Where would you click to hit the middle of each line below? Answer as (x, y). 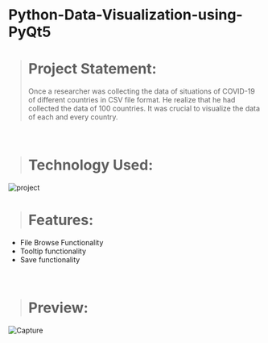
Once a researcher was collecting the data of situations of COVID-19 (141, 91)
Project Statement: (92, 69)
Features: (61, 220)
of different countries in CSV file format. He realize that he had (132, 100)
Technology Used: (91, 165)
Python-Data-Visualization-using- (126, 15)
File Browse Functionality (62, 243)
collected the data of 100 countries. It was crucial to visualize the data (144, 109)
